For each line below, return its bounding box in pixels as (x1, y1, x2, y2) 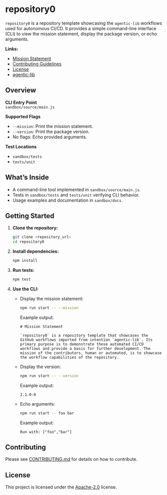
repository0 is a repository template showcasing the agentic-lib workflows (5, 20, 162, 26)
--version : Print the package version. (12, 128, 90, 134)
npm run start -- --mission (20, 305, 79, 310)
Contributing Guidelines (12, 61, 62, 67)
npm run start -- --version (20, 373, 79, 378)
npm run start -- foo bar (20, 410, 74, 416)
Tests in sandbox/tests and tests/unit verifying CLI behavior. (12, 192, 140, 198)
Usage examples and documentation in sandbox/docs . (12, 197, 123, 203)
